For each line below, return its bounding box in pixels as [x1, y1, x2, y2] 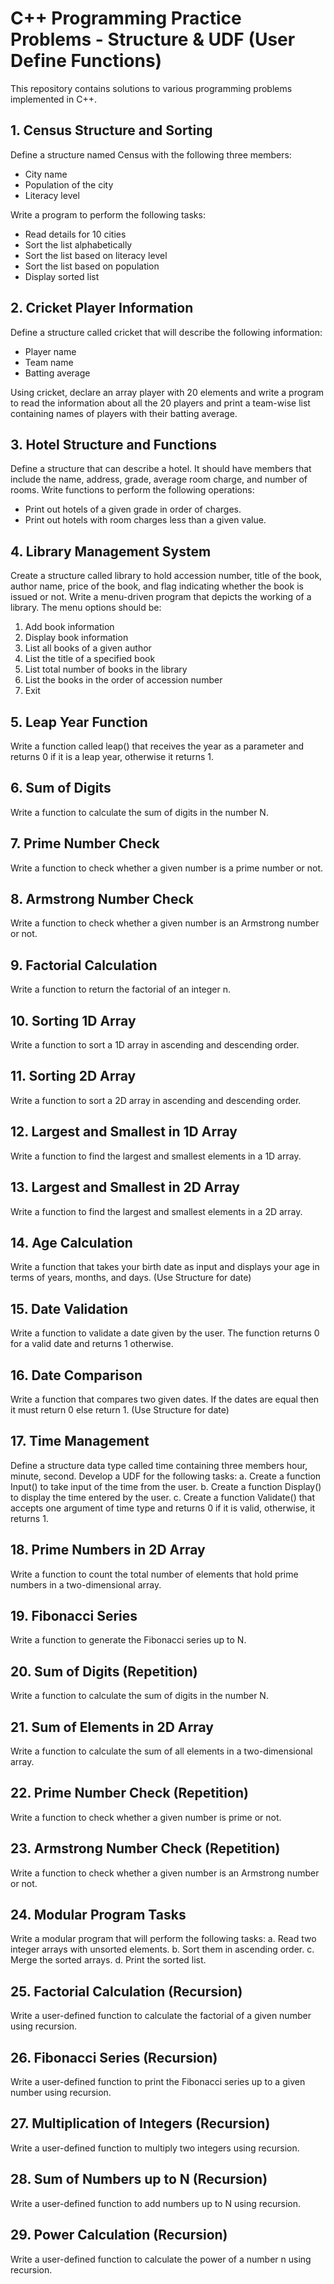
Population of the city [24, 178, 114, 191]
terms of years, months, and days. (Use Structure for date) [10, 1272, 252, 1284]
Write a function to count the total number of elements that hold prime [10, 1568, 299, 1580]
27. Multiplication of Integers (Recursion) [10, 2115, 271, 2132]
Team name [24, 356, 74, 368]
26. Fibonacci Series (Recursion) [10, 2049, 218, 2066]
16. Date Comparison [10, 1367, 143, 1384]
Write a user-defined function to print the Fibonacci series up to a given [10, 2076, 306, 2088]
